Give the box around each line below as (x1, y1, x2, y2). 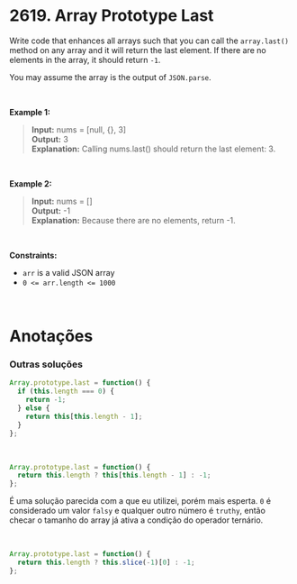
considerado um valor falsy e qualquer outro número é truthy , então (9, 506, 265, 516)
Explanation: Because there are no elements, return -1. (31, 214, 236, 225)
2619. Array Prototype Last (9, 5, 214, 26)
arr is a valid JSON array (22, 267, 115, 278)
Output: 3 (31, 133, 69, 144)
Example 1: (9, 106, 51, 117)
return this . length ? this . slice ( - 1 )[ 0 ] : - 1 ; (17, 558, 195, 568)
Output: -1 (31, 205, 70, 216)
